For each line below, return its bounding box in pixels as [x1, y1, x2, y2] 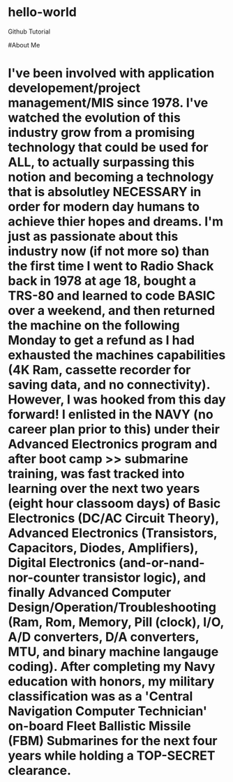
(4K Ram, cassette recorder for [8, 362, 191, 378]
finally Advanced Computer [8, 584, 172, 600]
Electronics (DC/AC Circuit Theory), [8, 510, 219, 526]
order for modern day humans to [8, 199, 200, 215]
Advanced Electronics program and [8, 436, 218, 452]
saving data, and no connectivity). [8, 377, 211, 393]
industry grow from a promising [8, 125, 195, 140]
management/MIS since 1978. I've [8, 95, 209, 111]
